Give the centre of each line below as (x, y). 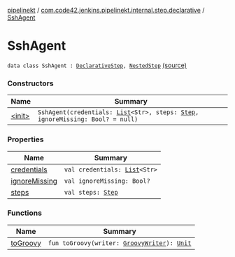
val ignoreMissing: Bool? (107, 181)
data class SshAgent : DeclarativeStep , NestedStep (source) (97, 65)
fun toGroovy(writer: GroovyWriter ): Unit (120, 243)
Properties (26, 139)
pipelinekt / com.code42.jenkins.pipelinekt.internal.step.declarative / (106, 10)
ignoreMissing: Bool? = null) (88, 119)
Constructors (30, 83)
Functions (24, 213)
